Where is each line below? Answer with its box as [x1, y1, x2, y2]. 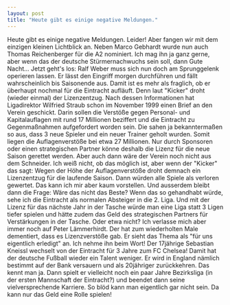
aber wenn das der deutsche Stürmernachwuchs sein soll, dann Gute [7, 57, 203, 65]
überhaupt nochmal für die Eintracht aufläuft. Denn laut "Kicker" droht [7, 86, 205, 95]
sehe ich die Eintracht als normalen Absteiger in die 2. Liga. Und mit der [7, 195, 210, 204]
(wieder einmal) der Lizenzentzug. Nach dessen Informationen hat [7, 93, 194, 101]
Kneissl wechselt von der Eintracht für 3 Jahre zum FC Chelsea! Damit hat [7, 246, 216, 254]
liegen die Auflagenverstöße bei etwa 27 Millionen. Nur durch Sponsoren [7, 137, 213, 145]
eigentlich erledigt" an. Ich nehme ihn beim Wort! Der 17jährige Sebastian [7, 239, 214, 247]
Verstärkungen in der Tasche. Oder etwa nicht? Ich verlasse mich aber [7, 217, 207, 225]
